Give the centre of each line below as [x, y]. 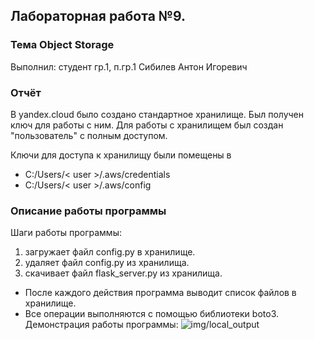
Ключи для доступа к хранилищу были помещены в [121, 155]
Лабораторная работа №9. [98, 16]
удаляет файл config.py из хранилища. [107, 263]
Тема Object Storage [62, 45]
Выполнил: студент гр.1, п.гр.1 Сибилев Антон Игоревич [129, 66]
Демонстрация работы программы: [101, 325]
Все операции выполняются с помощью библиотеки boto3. [152, 314]
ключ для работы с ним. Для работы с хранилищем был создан [147, 125]
